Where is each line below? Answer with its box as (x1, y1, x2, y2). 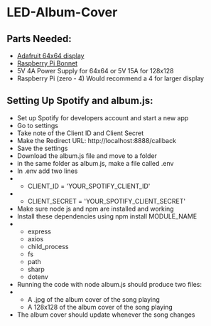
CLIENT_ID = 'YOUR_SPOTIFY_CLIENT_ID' (27, 182, 151, 190)
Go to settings (16, 121, 58, 130)
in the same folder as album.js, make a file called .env (16, 159, 174, 167)
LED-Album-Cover (6, 4, 118, 21)
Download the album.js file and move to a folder (16, 151, 158, 160)
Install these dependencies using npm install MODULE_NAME (16, 211, 198, 221)
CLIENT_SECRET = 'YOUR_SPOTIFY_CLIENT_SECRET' (27, 196, 186, 205)
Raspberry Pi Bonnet (16, 59, 78, 68)
